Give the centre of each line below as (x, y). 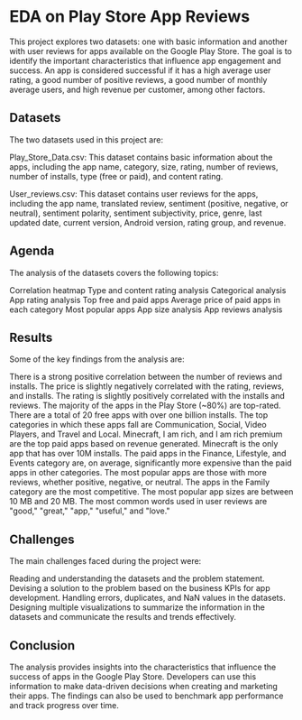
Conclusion (42, 646)
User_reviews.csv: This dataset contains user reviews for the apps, (134, 194)
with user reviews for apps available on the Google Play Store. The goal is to (151, 51)
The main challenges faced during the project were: (105, 561)
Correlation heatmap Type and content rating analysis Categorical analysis (148, 290)
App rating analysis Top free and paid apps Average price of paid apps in (145, 300)
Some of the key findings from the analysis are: (97, 359)
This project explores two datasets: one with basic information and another (149, 42)
